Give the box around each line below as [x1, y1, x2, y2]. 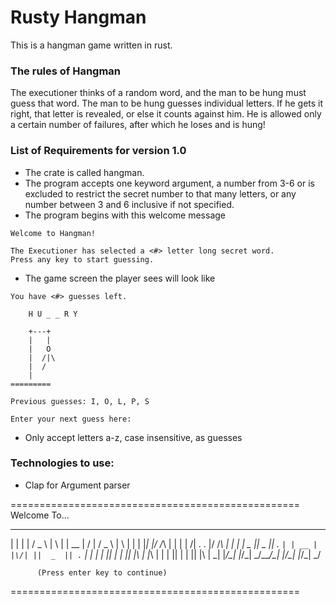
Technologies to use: [10, 456, 115, 470]
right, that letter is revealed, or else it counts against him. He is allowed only [10, 108, 322, 120]
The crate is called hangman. [24, 166, 145, 178]
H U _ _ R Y [28, 309, 78, 319]
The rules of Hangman [10, 64, 122, 78]
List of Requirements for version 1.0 [10, 144, 187, 158]
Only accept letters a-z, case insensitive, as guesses [24, 431, 243, 443]
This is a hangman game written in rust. [10, 39, 173, 51]
